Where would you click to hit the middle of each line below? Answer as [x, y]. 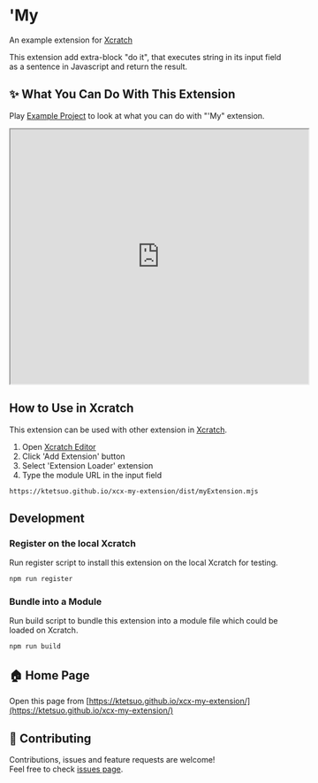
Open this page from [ [49, 702]
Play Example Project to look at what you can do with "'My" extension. [137, 115]
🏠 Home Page [49, 675]
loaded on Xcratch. [44, 631]
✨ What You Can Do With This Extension [122, 94]
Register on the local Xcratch [73, 543]
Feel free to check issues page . [66, 769]
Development [47, 518]
